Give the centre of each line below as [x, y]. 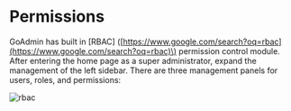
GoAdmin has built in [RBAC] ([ [66, 42]
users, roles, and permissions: [65, 79]
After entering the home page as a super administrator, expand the [133, 60]
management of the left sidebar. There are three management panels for [144, 70]
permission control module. [230, 51]
